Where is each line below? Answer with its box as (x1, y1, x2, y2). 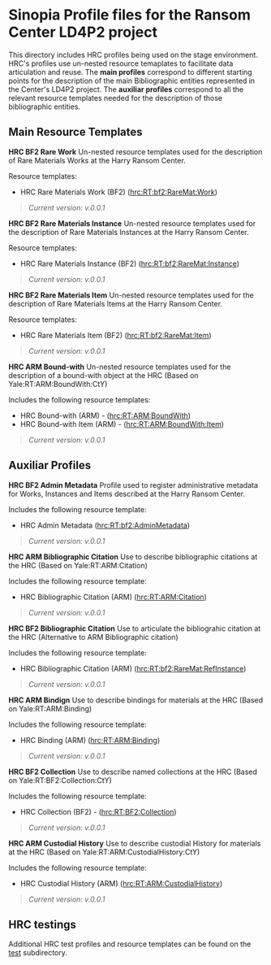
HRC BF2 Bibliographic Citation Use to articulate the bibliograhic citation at (8, 624, 261, 633)
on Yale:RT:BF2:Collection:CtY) (8, 775, 112, 785)
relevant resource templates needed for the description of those (8, 93, 223, 102)
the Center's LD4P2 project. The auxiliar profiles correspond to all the (8, 84, 244, 94)
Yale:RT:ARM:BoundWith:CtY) (8, 379, 108, 389)
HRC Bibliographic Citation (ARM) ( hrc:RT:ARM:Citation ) (19, 592, 207, 602)
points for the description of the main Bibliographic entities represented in (8, 76, 256, 85)
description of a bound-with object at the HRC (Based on (8, 370, 199, 380)
